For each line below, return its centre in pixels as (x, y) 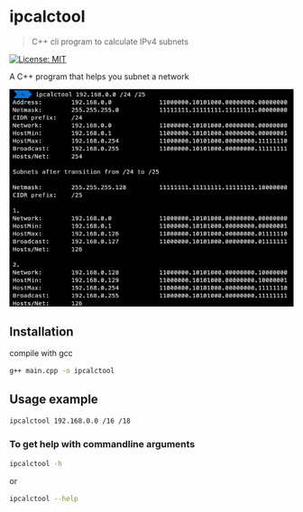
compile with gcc (41, 353)
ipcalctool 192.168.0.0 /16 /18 (70, 421)
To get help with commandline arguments (102, 443)
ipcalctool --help (44, 499)
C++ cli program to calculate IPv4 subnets (110, 41)
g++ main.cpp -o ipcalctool (62, 371)
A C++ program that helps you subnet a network (99, 76)
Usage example (54, 399)
